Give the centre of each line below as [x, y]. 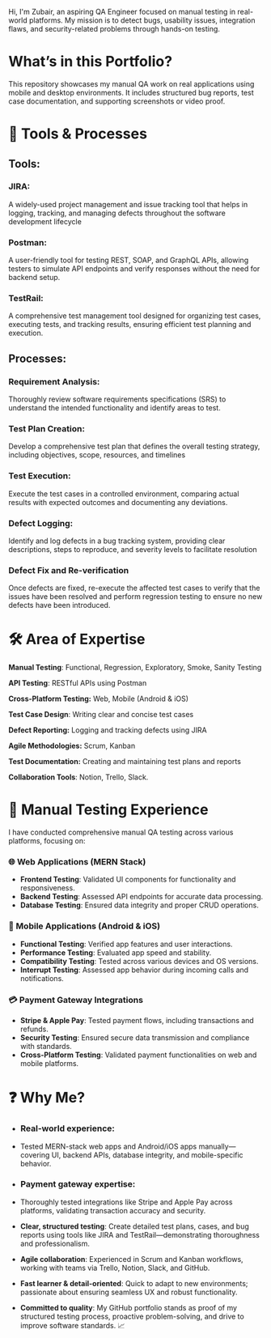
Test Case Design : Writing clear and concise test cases [101, 715]
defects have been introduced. [59, 605]
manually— [217, 1146]
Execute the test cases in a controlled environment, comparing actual [124, 494]
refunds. [34, 1029]
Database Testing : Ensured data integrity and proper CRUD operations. [139, 905]
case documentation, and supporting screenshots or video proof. [117, 101]
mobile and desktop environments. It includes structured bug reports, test [131, 92]
